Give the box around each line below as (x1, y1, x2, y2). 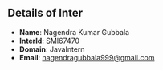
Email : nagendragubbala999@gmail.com (18, 52, 155, 62)
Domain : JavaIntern (18, 44, 85, 54)
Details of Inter (7, 6, 84, 20)
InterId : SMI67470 (18, 36, 80, 45)
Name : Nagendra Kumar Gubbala (18, 27, 130, 37)
